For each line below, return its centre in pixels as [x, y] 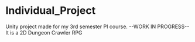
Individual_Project [51, 11]
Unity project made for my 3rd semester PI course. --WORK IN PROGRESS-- [97, 26]
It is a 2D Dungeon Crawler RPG [44, 32]
